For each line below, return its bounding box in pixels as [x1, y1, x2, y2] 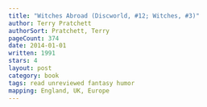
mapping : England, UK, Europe [8, 86, 110, 95]
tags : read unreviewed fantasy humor [8, 79, 135, 87]
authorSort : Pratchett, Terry [8, 27, 110, 35]
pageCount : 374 [8, 34, 60, 43]
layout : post [8, 64, 52, 72]
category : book [8, 72, 60, 80]
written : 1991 [8, 49, 56, 57]
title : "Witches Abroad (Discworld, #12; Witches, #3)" [8, 11, 200, 20]
